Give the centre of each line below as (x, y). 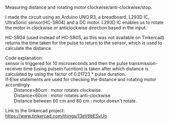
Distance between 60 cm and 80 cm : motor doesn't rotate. (75, 101)
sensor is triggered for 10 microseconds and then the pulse (67, 63)
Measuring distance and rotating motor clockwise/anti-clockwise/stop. (79, 7)
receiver (14, 69)
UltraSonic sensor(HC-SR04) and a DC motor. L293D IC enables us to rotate (84, 22)
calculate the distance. (29, 48)
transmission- (143, 63)
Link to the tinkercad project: (35, 111)
